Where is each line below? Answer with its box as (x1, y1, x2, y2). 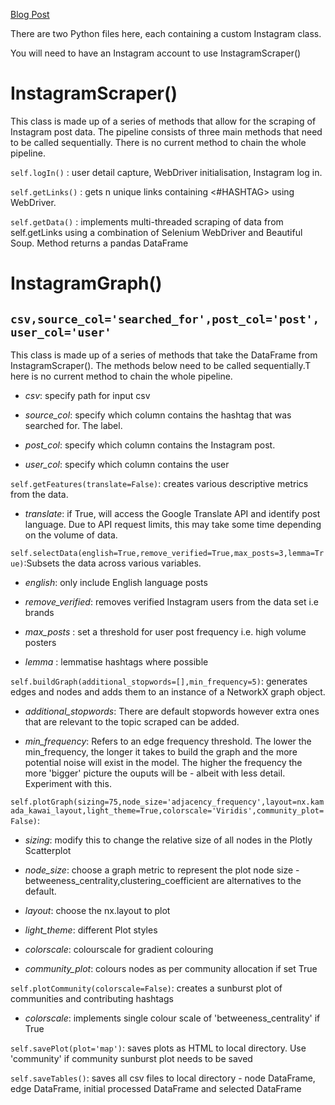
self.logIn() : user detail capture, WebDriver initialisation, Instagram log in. (10, 166, 323, 178)
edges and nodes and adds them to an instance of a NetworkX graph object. (10, 685, 326, 698)
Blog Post (10, 9, 50, 20)
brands (24, 606, 55, 618)
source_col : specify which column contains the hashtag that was (24, 409, 292, 421)
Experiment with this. (24, 777, 112, 789)
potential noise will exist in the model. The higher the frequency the (24, 756, 303, 768)
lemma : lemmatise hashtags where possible (24, 655, 209, 668)
